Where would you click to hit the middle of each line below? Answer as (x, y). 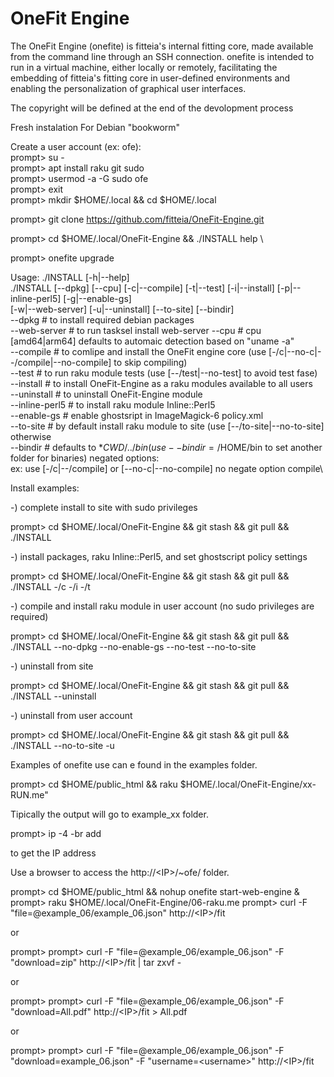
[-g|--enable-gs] (97, 298)
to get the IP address (53, 853)
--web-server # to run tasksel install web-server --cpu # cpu (136, 330)
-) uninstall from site (52, 666)
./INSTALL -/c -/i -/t (50, 586)
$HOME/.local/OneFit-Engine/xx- (248, 784)
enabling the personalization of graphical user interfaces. (128, 88)
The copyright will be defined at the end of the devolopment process (152, 108)
